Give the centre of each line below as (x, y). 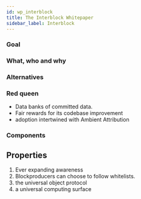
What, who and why (36, 61)
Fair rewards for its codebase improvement (69, 113)
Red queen (22, 94)
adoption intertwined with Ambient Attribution (72, 120)
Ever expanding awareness (49, 170)
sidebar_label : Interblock (40, 23)
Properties (27, 155)
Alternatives (25, 77)
